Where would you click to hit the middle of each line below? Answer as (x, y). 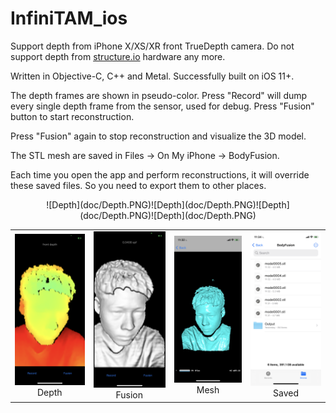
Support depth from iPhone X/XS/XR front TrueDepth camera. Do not (152, 46)
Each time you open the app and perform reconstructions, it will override (160, 174)
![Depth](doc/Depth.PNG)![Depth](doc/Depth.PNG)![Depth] (168, 204)
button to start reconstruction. (72, 116)
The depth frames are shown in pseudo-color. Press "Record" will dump (159, 95)
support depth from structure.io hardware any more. (118, 56)
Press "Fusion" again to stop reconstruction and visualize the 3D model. (158, 136)
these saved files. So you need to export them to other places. (138, 185)
